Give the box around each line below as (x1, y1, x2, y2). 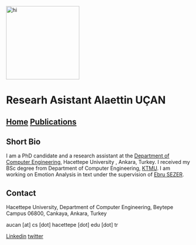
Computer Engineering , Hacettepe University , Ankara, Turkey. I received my (6, 159, 190, 166)
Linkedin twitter (6, 233, 44, 240)
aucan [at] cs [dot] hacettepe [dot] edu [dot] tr (6, 221, 118, 229)
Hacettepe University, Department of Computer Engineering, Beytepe (6, 204, 174, 211)
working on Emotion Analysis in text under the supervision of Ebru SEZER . (6, 171, 184, 178)
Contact (6, 188, 36, 198)
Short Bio (6, 136, 41, 146)
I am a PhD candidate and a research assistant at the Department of (6, 152, 170, 159)
